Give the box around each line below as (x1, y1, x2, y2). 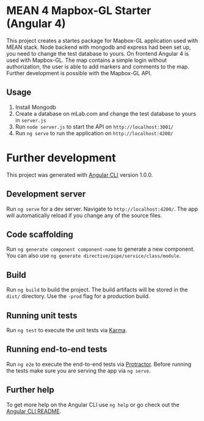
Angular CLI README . (6, 408, 62, 415)
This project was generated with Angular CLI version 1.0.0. (6, 171, 153, 178)
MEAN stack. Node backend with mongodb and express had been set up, (6, 43, 191, 51)
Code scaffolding (6, 229, 73, 239)
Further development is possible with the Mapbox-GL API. (6, 69, 152, 76)
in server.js (15, 116, 46, 124)
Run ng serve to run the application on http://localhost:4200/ (15, 129, 173, 136)
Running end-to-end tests (6, 344, 107, 355)
